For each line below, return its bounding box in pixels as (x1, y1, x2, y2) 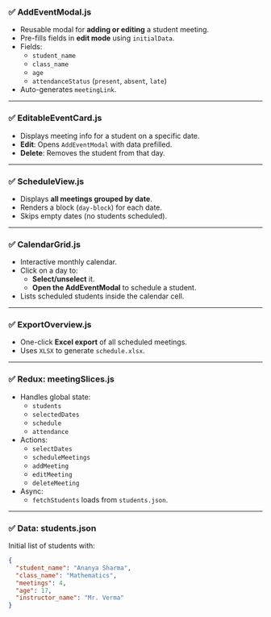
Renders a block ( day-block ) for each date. (19, 202, 163, 212)
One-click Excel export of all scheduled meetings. (19, 337, 188, 347)
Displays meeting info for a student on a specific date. (19, 131, 200, 140)
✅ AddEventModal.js (8, 6, 92, 18)
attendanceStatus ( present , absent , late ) (31, 76, 167, 86)
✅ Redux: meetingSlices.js (8, 373, 115, 385)
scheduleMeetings (31, 453, 91, 461)
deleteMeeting (31, 479, 80, 487)
